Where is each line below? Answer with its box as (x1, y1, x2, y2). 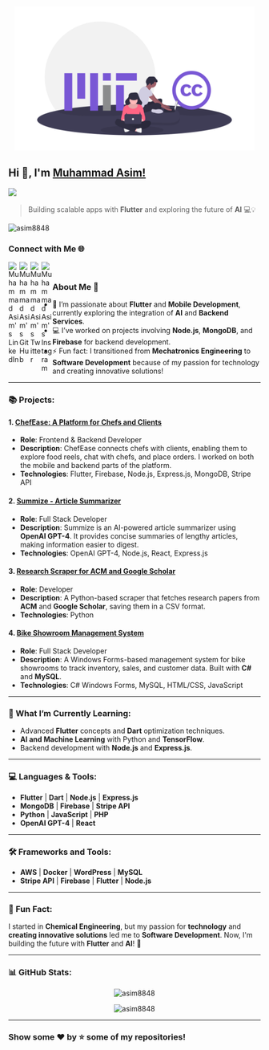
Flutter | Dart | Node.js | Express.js (19, 792, 139, 802)
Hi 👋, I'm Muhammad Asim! (8, 166, 147, 180)
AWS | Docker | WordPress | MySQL (19, 867, 143, 877)
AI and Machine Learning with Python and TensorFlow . (19, 735, 205, 744)
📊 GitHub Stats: (8, 967, 72, 978)
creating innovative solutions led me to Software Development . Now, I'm (8, 930, 254, 940)
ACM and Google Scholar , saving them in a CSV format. (19, 601, 206, 611)
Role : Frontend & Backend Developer (19, 435, 143, 445)
